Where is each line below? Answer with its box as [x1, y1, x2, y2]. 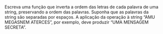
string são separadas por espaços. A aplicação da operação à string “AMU [4, 14, 155, 20]
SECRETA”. [4, 24, 26, 30]
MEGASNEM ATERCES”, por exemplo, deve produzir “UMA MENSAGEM [4, 19, 149, 25]
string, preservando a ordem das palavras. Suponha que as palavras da [4, 9, 149, 15]
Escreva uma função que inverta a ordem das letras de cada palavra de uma [4, 4, 159, 10]
